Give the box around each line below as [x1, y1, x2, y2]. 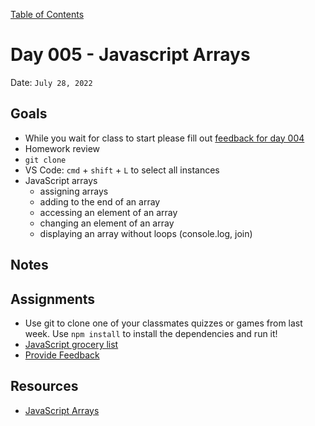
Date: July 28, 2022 [10, 76, 93, 88]
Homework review [24, 142, 101, 154]
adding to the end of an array [39, 195, 161, 208]
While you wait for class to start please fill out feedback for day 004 [24, 132, 305, 144]
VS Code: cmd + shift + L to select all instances [24, 164, 220, 176]
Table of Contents [10, 9, 85, 20]
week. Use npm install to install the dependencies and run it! [24, 327, 278, 339]
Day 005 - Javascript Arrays [10, 44, 251, 66]
